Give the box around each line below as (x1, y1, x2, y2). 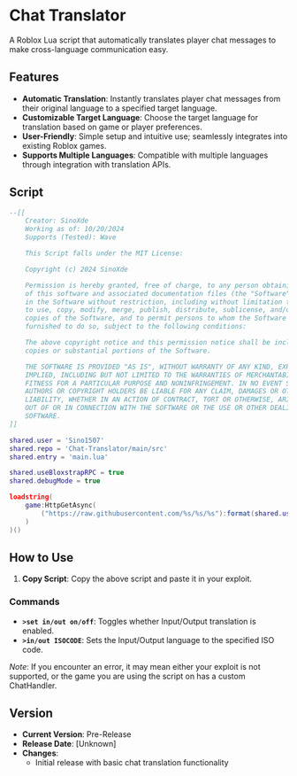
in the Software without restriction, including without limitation (25, 298, 283, 307)
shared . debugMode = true (9, 477, 101, 485)
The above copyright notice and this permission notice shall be (25, 338, 271, 347)
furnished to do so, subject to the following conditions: (25, 322, 247, 331)
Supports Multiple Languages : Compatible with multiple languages (21, 150, 269, 160)
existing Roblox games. (21, 140, 107, 151)
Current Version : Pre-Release (21, 729, 132, 740)
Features (9, 70, 59, 85)
